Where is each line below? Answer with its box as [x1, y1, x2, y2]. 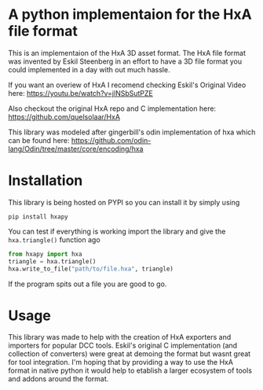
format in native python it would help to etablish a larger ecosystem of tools [8, 366, 253, 375]
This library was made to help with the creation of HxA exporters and [8, 333, 232, 342]
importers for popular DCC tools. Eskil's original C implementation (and [8, 340, 238, 351]
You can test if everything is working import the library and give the [8, 226, 226, 236]
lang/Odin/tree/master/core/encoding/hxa [8, 144, 144, 153]
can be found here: [8, 135, 70, 145]
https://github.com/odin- [71, 135, 152, 145]
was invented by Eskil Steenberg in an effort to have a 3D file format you [8, 57, 243, 66]
